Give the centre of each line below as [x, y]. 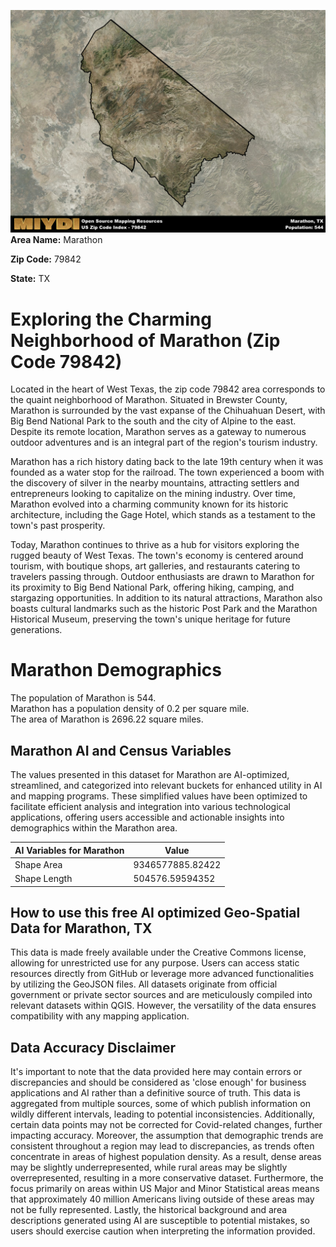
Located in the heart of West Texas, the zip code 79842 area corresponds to [168, 389]
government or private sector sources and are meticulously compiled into [161, 995]
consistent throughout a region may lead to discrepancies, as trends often [162, 1146]
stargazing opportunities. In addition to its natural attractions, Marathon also [166, 598]
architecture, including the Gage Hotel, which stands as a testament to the [163, 515]
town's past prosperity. [58, 526]
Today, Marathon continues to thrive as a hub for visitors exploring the [155, 545]
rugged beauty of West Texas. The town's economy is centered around [157, 556]
